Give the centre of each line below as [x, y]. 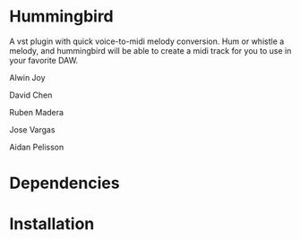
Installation [52, 224]
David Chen [31, 95]
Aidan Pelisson [37, 147]
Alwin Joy [28, 77]
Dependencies [64, 183]
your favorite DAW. [44, 60]
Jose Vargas [32, 129]
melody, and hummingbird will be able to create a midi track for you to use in [150, 50]
